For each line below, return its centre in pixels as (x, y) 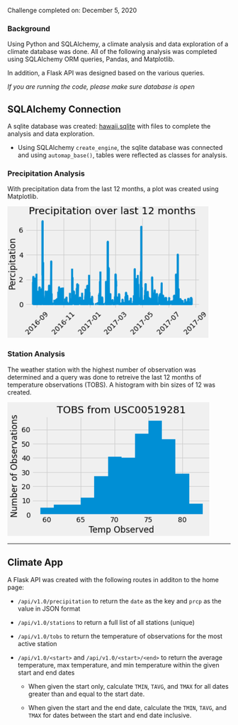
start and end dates (46, 672)
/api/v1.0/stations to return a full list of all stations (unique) (106, 622)
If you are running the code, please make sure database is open (101, 87)
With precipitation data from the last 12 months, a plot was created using (113, 189)
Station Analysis (36, 354)
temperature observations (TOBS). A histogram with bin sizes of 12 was (112, 385)
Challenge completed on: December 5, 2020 (72, 10)
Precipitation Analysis (46, 173)
